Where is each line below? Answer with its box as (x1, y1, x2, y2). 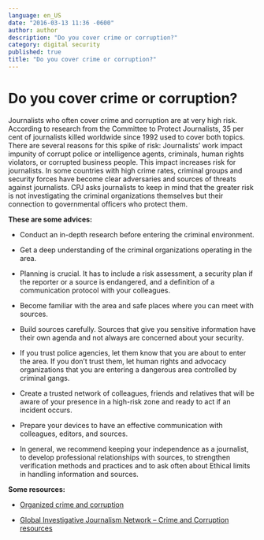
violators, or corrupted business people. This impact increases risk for (8, 157, 236, 166)
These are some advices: (8, 214, 93, 224)
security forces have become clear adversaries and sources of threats (8, 174, 236, 184)
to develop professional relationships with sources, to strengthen (19, 452, 231, 462)
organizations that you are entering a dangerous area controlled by (19, 364, 237, 374)
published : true (8, 48, 61, 56)
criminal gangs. (19, 373, 70, 382)
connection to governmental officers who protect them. (8, 199, 188, 209)
